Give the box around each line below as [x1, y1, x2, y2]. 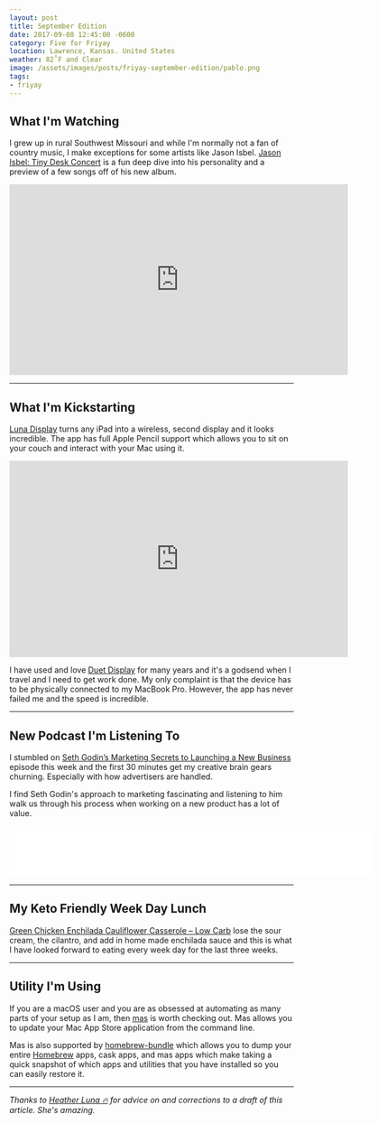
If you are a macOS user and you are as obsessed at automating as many [9, 1003, 281, 1014]
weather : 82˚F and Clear [9, 55, 103, 64]
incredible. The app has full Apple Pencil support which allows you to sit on [9, 433, 289, 444]
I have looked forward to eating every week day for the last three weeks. [9, 944, 279, 955]
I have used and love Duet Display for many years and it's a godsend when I [9, 664, 291, 675]
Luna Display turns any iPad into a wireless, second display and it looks [9, 423, 274, 434]
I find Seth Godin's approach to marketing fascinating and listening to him [9, 789, 283, 800]
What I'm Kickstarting [9, 399, 135, 415]
